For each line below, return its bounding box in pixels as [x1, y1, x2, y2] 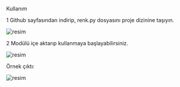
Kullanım [6, 5, 28, 12]
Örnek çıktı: [6, 63, 35, 70]
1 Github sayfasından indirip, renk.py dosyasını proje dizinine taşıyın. [6, 17, 175, 23]
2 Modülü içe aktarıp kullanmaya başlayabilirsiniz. [6, 40, 129, 46]
